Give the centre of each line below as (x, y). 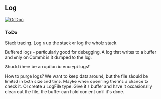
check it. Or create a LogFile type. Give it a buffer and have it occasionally (79, 86)
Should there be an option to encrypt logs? (48, 67)
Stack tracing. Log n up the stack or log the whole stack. (61, 43)
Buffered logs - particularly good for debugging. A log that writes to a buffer (80, 52)
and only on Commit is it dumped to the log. (49, 57)
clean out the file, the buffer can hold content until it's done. (65, 92)
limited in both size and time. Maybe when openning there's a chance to (77, 82)
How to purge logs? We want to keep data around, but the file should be (77, 76)
